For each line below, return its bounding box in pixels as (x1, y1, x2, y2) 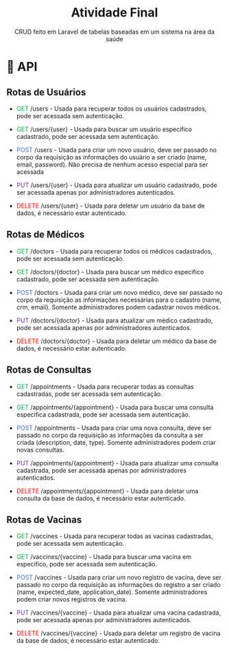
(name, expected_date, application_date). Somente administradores (16, 588, 208, 596)
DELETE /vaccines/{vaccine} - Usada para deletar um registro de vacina (16, 629, 221, 637)
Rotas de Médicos (6, 229, 85, 241)
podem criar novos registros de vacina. (16, 595, 128, 604)
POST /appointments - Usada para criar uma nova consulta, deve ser (16, 423, 212, 432)
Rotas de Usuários (6, 86, 86, 98)
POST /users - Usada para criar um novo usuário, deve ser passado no (16, 146, 217, 154)
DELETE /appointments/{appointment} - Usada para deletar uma (16, 487, 199, 495)
